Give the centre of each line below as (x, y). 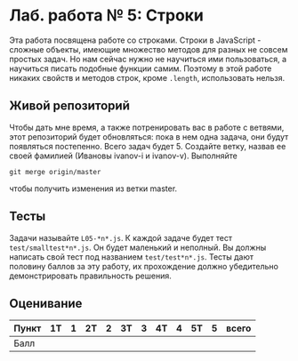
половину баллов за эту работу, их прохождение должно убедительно (144, 266)
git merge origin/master (55, 172)
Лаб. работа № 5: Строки (107, 16)
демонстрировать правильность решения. (90, 276)
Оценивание (46, 303)
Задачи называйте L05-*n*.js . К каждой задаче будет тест (121, 237)
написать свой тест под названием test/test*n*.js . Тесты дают (131, 257)
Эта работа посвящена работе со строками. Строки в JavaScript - (135, 40)
